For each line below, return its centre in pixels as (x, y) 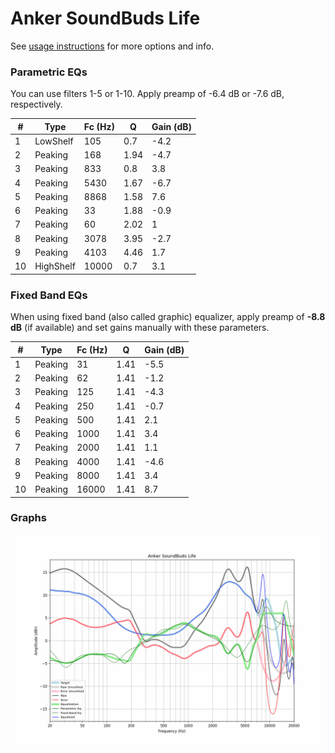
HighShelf (55, 266)
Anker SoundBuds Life (105, 18)
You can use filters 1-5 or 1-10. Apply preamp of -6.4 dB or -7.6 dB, (147, 94)
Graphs (28, 518)
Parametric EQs (49, 72)
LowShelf (54, 141)
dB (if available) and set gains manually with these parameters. (140, 328)
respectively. (36, 104)
